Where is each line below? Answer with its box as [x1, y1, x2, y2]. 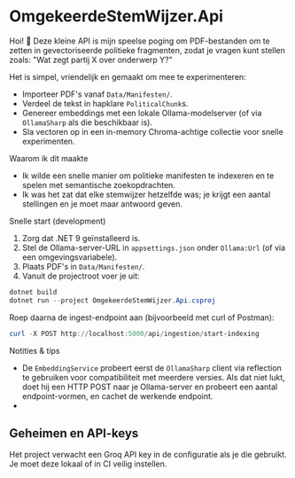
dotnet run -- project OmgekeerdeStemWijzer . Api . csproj [9, 295, 216, 305]
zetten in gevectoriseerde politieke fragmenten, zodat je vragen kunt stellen [9, 44, 286, 55]
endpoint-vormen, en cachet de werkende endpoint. [21, 390, 213, 401]
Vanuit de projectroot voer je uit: [21, 270, 140, 281]
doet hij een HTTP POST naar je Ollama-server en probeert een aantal [21, 381, 278, 392]
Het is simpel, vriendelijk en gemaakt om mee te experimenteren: [9, 71, 246, 82]
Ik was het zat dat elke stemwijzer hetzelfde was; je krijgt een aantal [21, 189, 271, 200]
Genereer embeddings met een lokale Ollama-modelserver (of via [21, 107, 262, 118]
